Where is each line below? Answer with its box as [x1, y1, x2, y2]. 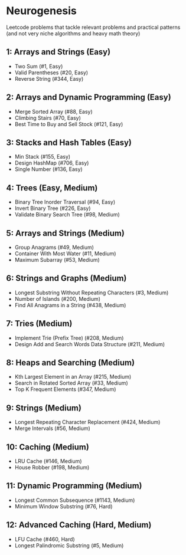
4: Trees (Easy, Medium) [6, 183, 98, 193]
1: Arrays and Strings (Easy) [6, 47, 111, 57]
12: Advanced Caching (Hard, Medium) [6, 520, 152, 530]
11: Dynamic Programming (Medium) [6, 481, 143, 491]
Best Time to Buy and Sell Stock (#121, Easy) [14, 120, 123, 127]
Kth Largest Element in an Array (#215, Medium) [14, 373, 132, 380]
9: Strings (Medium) [6, 403, 81, 413]
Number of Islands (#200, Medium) [14, 295, 101, 302]
